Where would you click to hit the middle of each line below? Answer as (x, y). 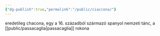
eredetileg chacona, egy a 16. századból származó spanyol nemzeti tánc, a (80, 23)
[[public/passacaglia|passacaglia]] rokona (47, 28)
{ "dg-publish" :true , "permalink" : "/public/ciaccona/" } (61, 9)
